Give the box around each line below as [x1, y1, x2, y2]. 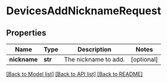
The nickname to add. [64, 55, 125, 63]
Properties [6, 28, 47, 38]
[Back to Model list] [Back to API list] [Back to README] [6, 71, 143, 78]
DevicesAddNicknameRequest [6, 4, 162, 18]
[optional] [130, 55, 158, 63]
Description [77, 46, 112, 53]
